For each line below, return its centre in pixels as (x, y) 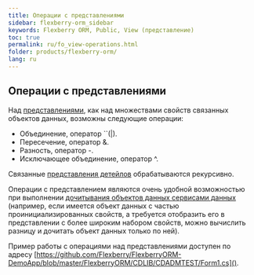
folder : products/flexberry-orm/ (63, 52)
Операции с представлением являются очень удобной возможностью (127, 189)
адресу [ (22, 254)
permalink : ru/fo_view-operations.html (73, 45)
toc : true (24, 37)
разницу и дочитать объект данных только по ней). (94, 231)
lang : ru (22, 60)
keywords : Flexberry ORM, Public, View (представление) (101, 30)
